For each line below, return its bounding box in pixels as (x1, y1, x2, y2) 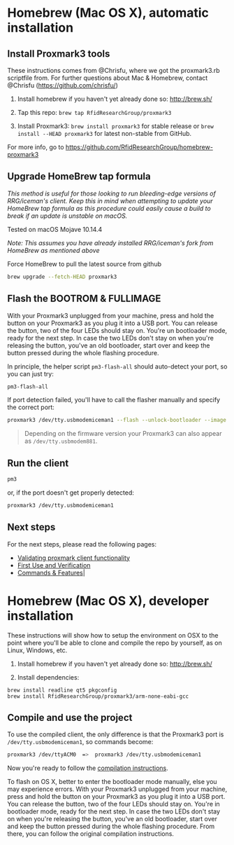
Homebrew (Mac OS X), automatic (7, 5, 210, 21)
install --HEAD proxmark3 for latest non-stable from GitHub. (17, 130, 192, 137)
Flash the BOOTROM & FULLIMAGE (7, 293, 161, 305)
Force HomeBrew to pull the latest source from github (7, 259, 162, 268)
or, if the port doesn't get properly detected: (7, 488, 135, 497)
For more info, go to (7, 143, 64, 151)
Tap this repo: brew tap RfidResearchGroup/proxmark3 (17, 109, 172, 116)
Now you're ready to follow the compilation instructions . (7, 764, 169, 772)
